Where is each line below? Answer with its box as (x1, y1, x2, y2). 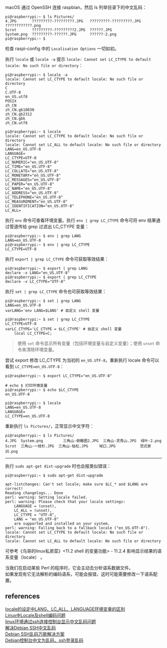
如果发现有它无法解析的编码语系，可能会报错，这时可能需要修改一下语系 (5, 571, 153, 577)
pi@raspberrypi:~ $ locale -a (5, 72, 68, 77)
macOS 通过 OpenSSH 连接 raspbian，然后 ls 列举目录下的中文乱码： (5, 4, 147, 10)
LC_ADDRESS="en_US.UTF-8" (5, 190, 59, 195)
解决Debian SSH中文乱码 (5, 625, 56, 631)
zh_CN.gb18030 (5, 107, 35, 112)
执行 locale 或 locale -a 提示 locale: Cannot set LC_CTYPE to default (5, 56, 152, 62)
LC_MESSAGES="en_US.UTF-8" (5, 177, 61, 182)
